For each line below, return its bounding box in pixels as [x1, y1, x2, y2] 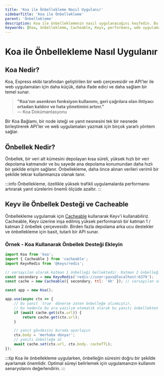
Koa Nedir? [5, 65, 40, 74]
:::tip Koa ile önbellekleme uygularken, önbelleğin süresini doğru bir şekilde [5, 355, 156, 361]
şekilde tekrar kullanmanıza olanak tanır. [5, 171, 86, 177]
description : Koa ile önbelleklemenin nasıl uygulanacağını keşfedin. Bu [5, 21, 159, 26]
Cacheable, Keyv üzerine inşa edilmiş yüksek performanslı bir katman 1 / [5, 218, 151, 224]
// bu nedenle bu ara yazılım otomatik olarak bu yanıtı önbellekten [14, 306, 159, 311]
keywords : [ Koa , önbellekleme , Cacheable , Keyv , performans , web [5, 25, 141, 30]
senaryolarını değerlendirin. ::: [5, 365, 65, 371]
